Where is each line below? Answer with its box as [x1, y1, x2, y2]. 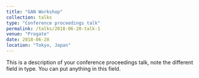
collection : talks [6, 14, 52, 20]
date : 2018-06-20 [6, 37, 50, 43]
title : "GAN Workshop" [6, 8, 63, 15]
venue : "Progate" [6, 31, 50, 37]
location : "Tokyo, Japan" [6, 43, 71, 49]
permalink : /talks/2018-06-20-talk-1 [6, 25, 101, 32]
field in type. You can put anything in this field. [6, 65, 121, 72]
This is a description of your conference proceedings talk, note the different [6, 58, 194, 66]
